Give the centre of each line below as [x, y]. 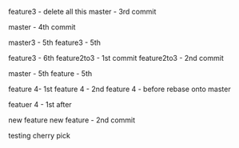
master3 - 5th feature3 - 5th [55, 42]
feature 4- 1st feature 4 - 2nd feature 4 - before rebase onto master [119, 89]
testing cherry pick [39, 136]
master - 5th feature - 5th [50, 74]
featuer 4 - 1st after [40, 104]
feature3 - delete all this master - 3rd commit [82, 12]
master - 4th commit [42, 27]
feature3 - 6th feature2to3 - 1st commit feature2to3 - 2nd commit [116, 58]
